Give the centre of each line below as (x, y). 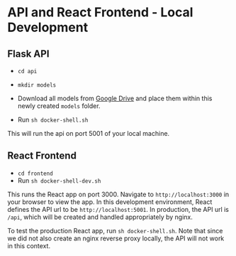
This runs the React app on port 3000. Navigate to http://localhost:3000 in (118, 194)
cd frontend (35, 174)
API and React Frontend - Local (100, 12)
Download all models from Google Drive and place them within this (115, 98)
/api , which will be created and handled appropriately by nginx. (100, 217)
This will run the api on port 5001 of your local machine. (89, 133)
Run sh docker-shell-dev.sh (59, 180)
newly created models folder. (59, 106)
